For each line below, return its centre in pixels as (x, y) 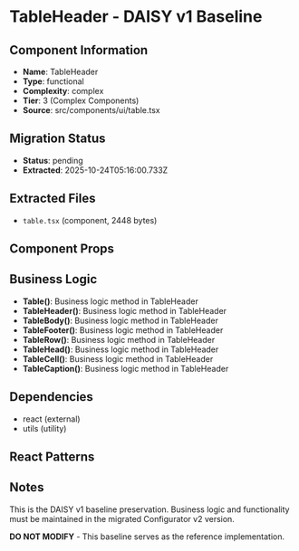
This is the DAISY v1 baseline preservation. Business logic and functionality (149, 509)
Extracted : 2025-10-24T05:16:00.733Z (95, 170)
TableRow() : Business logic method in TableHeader (119, 339)
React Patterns (52, 457)
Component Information (79, 50)
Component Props (62, 249)
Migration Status (58, 139)
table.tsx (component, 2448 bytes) (90, 220)
